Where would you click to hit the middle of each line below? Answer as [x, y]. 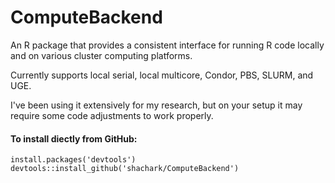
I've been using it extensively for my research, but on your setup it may [156, 105]
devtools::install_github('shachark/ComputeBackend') [125, 169]
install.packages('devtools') [73, 160]
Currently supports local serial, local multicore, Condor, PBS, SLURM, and [162, 75]
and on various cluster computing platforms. [101, 55]
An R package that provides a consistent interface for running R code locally [167, 45]
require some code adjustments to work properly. [112, 115]
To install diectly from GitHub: [74, 138]
